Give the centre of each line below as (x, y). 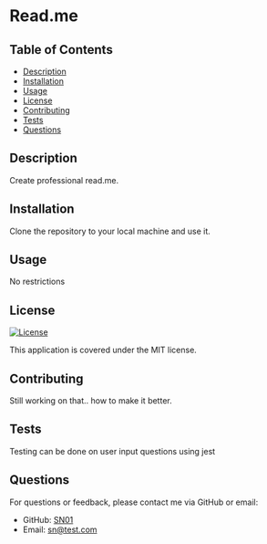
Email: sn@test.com (60, 529)
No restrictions (37, 282)
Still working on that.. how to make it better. (91, 401)
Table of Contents (62, 50)
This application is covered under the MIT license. (103, 350)
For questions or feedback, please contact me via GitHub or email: (134, 502)
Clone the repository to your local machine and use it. (110, 231)
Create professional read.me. (64, 180)
